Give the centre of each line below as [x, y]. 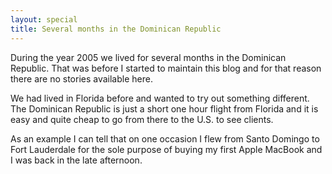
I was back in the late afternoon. [76, 160]
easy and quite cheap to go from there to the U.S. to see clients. [142, 119]
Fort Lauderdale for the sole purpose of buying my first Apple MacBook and [166, 149]
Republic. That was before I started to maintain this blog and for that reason [166, 68]
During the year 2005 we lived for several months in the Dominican [148, 57]
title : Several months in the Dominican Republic [116, 29]
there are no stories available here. [81, 78]
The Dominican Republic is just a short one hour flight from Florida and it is [164, 108]
